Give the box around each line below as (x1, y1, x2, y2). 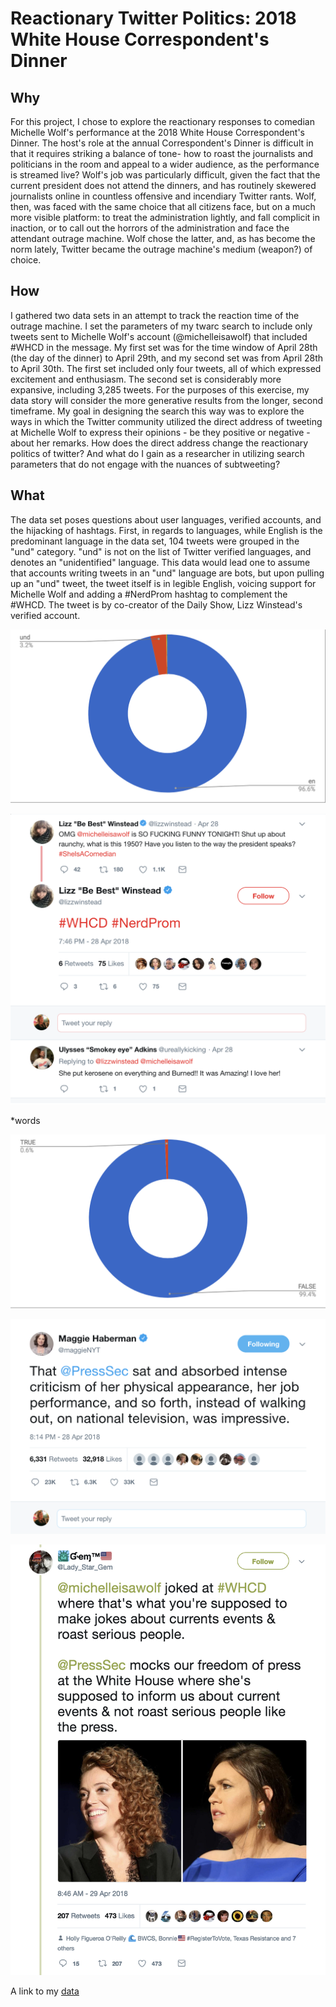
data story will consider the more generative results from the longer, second (10, 394, 324, 406)
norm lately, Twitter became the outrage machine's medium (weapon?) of (10, 243, 313, 255)
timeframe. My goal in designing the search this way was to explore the (10, 405, 305, 417)
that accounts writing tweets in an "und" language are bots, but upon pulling (10, 567, 325, 579)
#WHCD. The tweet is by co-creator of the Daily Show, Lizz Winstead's (10, 598, 303, 611)
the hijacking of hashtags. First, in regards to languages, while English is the (10, 524, 323, 536)
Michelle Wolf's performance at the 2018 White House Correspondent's (10, 127, 305, 138)
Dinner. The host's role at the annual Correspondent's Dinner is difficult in (10, 137, 314, 149)
